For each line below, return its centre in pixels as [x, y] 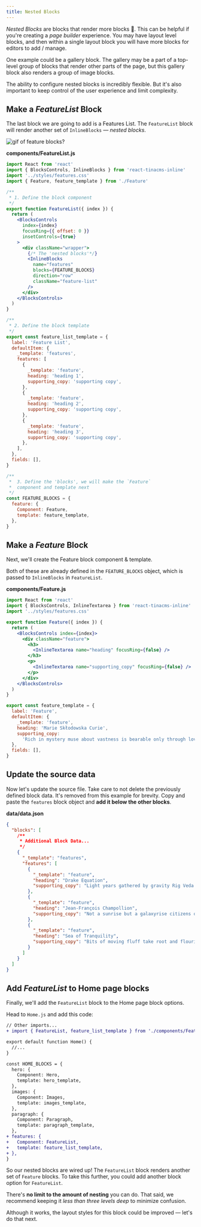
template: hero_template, [49, 1081]
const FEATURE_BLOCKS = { [38, 498]
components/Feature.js [36, 589]
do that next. [22, 1219]
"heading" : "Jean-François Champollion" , [85, 908]
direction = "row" [53, 276]
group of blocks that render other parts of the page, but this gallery [102, 66]
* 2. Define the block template [49, 326]
